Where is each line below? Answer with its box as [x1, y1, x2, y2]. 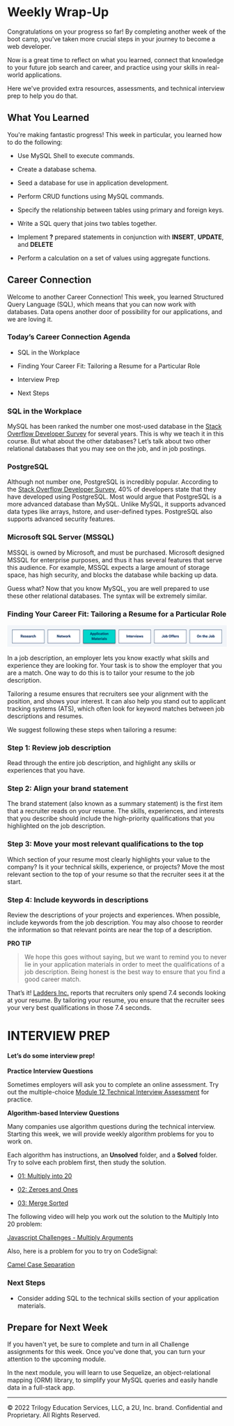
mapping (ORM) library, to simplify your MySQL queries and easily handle [7, 1376, 218, 1385]
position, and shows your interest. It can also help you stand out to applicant [7, 697, 226, 705]
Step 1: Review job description [7, 743, 111, 753]
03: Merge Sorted [17, 1199, 68, 1207]
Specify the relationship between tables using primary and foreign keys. [17, 206, 224, 214]
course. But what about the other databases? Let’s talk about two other [7, 437, 211, 445]
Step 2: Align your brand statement [7, 783, 129, 793]
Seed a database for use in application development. [17, 178, 169, 187]
